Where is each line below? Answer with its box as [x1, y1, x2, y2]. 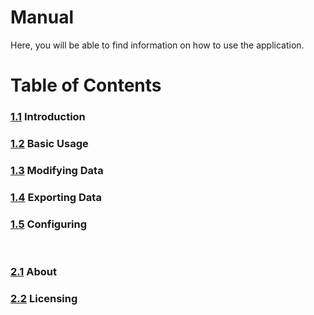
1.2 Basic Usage [10, 136, 89, 150]
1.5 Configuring [10, 217, 88, 231]
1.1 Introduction [10, 110, 86, 124]
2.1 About [10, 265, 57, 279]
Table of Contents [10, 74, 162, 97]
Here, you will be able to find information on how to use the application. [10, 39, 305, 51]
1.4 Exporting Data [10, 190, 102, 204]
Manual [10, 6, 75, 29]
